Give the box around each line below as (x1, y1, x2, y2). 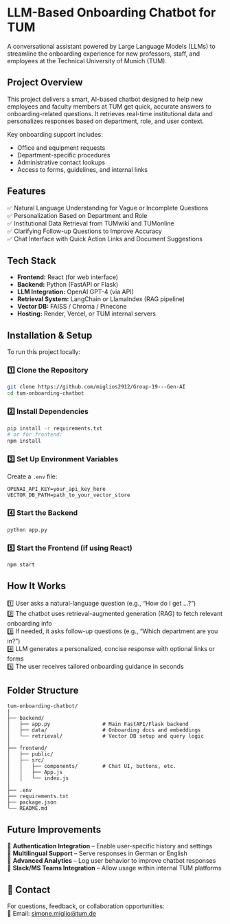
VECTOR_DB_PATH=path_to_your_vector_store (7, 492, 130, 499)
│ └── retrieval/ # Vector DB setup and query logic (7, 733, 205, 740)
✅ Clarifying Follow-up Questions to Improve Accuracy (7, 227, 163, 235)
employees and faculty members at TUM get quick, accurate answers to (7, 102, 211, 111)
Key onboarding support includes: (7, 130, 103, 138)
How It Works (7, 580, 67, 592)
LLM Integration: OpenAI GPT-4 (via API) (16, 287, 134, 296)
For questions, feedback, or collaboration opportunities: (7, 902, 165, 910)
